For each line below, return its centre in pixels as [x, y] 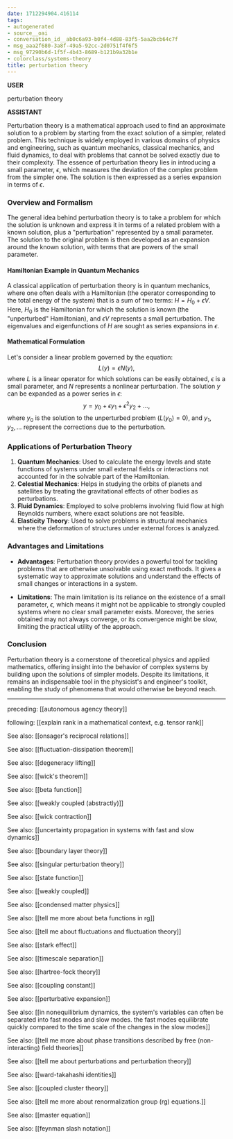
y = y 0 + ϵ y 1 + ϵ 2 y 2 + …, [116, 406]
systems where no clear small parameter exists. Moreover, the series [115, 611]
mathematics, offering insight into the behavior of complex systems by [108, 666]
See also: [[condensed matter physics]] [63, 904]
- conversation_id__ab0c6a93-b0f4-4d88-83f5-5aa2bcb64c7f [93, 40]
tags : [15, 20]
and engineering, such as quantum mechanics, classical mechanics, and [111, 147]
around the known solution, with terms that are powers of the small [103, 246]
